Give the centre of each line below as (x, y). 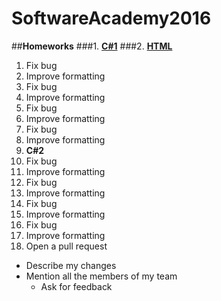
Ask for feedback (76, 286)
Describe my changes (71, 265)
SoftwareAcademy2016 (111, 18)
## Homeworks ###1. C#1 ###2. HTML (92, 46)
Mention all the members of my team (101, 276)
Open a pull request (66, 246)
